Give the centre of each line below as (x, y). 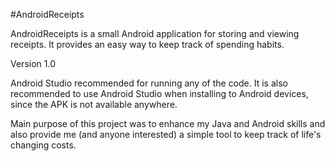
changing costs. (43, 145)
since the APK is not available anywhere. (94, 104)
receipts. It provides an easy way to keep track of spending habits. (147, 44)
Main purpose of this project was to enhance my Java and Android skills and (168, 123)
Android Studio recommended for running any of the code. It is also (149, 83)
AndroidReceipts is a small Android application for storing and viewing (155, 33)
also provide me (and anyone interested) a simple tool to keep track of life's (166, 134)
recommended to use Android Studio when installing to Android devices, (159, 93)
